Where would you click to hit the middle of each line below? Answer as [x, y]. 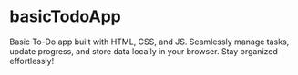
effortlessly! [32, 61]
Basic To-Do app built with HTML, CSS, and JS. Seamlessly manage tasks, [149, 42]
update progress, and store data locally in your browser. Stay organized [144, 51]
